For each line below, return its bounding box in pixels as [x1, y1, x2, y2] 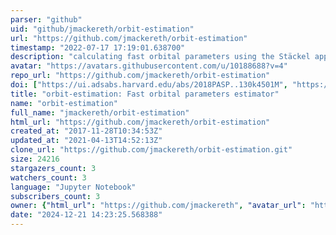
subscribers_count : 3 [10, 191, 101, 201]
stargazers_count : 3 [10, 163, 97, 173]
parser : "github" [10, 14, 83, 25]
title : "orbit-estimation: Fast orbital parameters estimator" [10, 89, 280, 99]
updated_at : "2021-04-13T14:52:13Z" [10, 136, 163, 146]
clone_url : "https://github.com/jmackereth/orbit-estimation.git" [10, 145, 293, 155]
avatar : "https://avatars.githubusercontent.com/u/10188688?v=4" [10, 61, 288, 71]
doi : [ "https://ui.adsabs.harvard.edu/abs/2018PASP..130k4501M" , [10, 80, 288, 90]
